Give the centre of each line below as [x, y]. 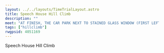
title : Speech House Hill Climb [38, 14]
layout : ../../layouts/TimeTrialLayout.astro [52, 9]
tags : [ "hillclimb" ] [26, 27]
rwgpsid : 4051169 [23, 32]
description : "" [21, 18]
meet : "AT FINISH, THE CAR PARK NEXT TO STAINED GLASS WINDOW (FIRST [77, 23]
